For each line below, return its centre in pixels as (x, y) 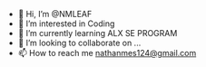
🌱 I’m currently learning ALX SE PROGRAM (98, 33)
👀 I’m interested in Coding (66, 24)
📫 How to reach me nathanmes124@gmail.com (107, 53)
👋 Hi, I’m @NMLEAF (55, 14)
